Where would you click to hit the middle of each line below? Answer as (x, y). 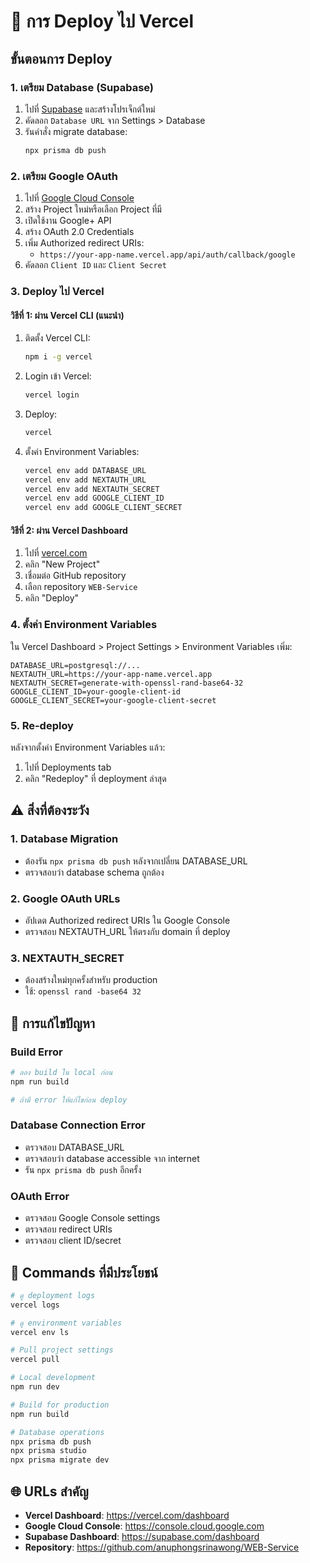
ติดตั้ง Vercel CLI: (57, 338)
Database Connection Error (78, 1125)
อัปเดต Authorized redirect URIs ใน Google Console (127, 920)
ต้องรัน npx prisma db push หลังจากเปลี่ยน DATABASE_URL (136, 861)
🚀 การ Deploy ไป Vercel (102, 21)
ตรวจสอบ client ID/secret (73, 1241)
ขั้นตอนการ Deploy (61, 58)
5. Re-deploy (42, 725)
